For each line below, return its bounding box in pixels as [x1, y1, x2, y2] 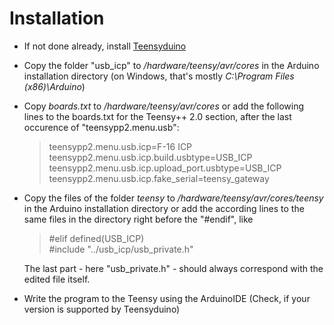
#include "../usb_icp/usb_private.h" [48, 243, 194, 255]
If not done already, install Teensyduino [23, 40, 187, 52]
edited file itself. [23, 273, 91, 285]
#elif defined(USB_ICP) [48, 232, 145, 244]
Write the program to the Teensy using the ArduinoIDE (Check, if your [23, 292, 311, 304]
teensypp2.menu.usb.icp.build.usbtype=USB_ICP [48, 151, 253, 163]
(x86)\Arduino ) [23, 80, 86, 92]
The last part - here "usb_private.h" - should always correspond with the [23, 262, 324, 274]
